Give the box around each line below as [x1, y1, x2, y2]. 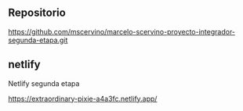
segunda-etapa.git [8, 35, 68, 45]
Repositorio [8, 6, 67, 20]
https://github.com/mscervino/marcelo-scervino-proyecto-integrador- [8, 27, 236, 36]
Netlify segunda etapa [8, 78, 80, 88]
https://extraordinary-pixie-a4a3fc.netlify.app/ [8, 94, 158, 103]
